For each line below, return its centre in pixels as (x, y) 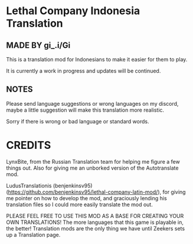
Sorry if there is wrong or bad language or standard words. (78, 121)
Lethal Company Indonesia (73, 11)
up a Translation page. (33, 235)
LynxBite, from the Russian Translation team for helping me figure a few (93, 161)
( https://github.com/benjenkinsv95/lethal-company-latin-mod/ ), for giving (96, 192)
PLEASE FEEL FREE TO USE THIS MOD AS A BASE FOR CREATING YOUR (95, 216)
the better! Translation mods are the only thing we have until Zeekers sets (95, 228)
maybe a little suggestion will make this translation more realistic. (85, 110)
